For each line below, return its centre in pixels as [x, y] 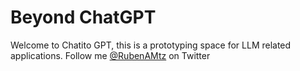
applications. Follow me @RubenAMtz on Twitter [110, 55]
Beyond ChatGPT [83, 17]
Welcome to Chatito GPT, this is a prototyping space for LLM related [151, 45]
